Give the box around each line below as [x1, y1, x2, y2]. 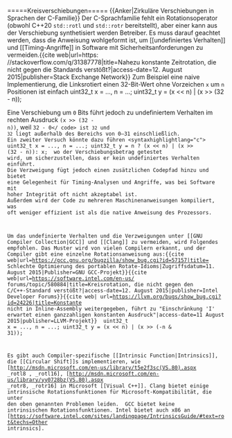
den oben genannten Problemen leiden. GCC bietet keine [7, 401, 175, 408]
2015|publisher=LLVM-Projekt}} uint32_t [7, 317, 129, 324]
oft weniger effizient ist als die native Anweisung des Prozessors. [7, 209, 213, 216]
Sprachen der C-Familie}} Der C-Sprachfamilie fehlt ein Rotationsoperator [7, 14, 218, 22]
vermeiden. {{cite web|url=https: [7, 51, 99, 59]
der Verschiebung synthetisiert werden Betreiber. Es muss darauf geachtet [7, 28, 220, 37]
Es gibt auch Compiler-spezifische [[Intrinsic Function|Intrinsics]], [7, 352, 218, 359]
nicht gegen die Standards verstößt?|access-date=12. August [7, 66, 183, 73]
